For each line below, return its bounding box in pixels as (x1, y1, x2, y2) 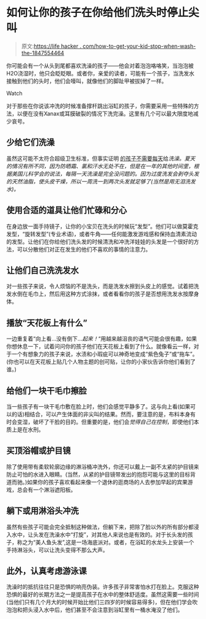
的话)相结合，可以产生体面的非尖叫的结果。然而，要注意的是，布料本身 (11, 410, 191, 418)
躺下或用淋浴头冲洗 (6, 506, 79, 516)
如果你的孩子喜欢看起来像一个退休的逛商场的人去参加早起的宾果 (27, 478, 188, 485)
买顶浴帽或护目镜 (6, 445, 71, 456)
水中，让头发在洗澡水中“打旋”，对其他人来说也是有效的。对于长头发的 (11, 531, 188, 538)
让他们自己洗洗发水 (6, 265, 79, 275)
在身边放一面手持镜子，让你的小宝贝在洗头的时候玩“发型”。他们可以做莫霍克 (6, 222, 199, 230)
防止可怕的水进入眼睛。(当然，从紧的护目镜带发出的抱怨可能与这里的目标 (6, 471, 191, 478)
